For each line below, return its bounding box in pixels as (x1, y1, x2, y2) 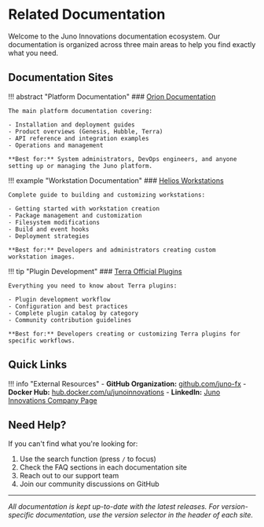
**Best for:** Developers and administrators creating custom (8, 246, 216, 254)
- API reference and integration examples (8, 134, 149, 142)
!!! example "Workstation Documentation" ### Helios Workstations (8, 175, 224, 185)
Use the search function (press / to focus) (19, 454, 157, 464)
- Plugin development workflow (8, 295, 111, 303)
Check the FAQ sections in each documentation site (19, 463, 187, 472)
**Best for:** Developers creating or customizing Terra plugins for (8, 330, 241, 338)
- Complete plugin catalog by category (8, 309, 139, 317)
